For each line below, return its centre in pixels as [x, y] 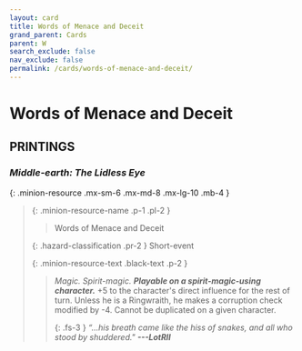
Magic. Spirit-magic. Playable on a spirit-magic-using [158, 281]
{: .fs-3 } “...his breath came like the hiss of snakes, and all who [174, 327]
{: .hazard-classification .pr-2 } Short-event [113, 246]
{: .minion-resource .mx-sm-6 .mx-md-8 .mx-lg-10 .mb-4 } [120, 193]
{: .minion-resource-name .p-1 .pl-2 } [101, 210]
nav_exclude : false [46, 60]
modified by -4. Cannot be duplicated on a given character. [165, 309]
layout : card [34, 18]
